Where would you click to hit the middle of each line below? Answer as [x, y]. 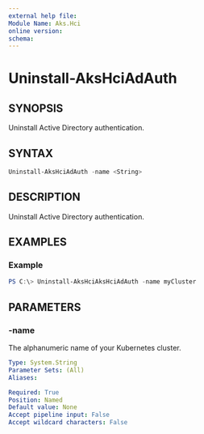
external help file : [43, 16]
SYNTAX [31, 153]
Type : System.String [43, 363]
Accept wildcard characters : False [68, 423]
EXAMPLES [37, 243]
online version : [35, 31]
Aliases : [23, 377]
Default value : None [43, 407]
